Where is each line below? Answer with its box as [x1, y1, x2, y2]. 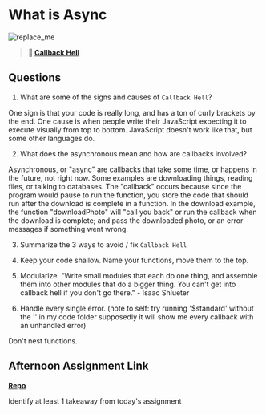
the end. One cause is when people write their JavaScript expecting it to [8, 116, 247, 126]
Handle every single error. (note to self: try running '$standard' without [19, 303, 254, 313]
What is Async [8, 6, 107, 24]
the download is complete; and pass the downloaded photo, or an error [8, 215, 244, 225]
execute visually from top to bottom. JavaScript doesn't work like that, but [8, 124, 252, 134]
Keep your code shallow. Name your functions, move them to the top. [19, 255, 249, 265]
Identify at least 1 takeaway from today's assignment [8, 396, 182, 406]
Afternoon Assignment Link [8, 359, 149, 373]
